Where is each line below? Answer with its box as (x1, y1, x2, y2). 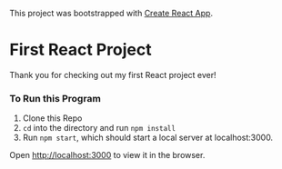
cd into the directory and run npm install (22, 123, 176, 134)
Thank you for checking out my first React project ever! (9, 69, 217, 80)
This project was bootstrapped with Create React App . (9, 8, 214, 18)
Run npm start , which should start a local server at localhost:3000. (22, 132, 274, 144)
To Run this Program (9, 92, 102, 104)
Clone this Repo (22, 113, 83, 124)
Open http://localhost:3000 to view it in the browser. (9, 150, 206, 161)
